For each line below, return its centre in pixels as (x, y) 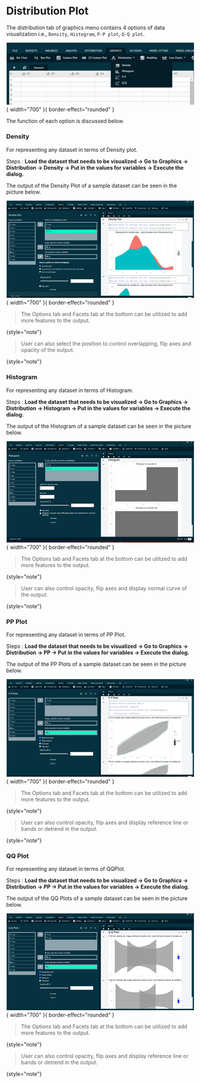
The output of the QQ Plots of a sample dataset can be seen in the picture (97, 898)
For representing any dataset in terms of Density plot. (72, 149)
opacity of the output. (47, 350)
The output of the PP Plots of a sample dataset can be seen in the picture (96, 664)
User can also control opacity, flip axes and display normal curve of (104, 588)
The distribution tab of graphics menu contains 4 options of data (86, 27)
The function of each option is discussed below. (65, 121)
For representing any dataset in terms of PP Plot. (66, 634)
